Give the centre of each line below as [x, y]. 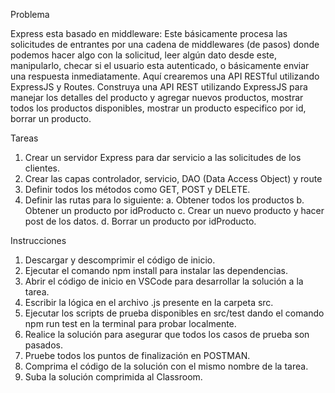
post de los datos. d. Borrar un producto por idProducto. [140, 221]
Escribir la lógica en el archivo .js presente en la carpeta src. [149, 302]
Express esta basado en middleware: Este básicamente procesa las [149, 33]
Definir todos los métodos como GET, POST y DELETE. [137, 189]
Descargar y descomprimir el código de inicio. [120, 260]
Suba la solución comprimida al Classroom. [113, 377]
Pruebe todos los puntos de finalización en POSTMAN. [137, 355]
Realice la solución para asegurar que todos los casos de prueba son [167, 334]
